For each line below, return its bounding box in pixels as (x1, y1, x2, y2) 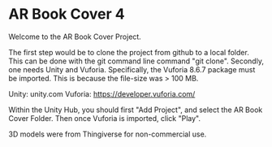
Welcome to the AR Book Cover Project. (8, 32, 142, 41)
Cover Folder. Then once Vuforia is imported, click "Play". (8, 113, 201, 123)
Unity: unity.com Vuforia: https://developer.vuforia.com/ (8, 89, 196, 98)
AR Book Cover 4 (8, 5, 125, 24)
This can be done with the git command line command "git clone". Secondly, (8, 56, 264, 66)
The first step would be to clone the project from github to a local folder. (8, 47, 249, 57)
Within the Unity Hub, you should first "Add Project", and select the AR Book (8, 105, 263, 115)
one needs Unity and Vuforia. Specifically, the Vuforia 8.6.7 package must (8, 64, 256, 74)
